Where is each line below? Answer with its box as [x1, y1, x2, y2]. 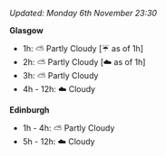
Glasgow [9, 25, 44, 35]
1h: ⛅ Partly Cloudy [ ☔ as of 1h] [22, 43, 143, 53]
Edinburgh [9, 105, 50, 115]
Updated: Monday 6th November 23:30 [9, 8, 157, 18]
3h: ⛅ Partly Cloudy [22, 70, 99, 80]
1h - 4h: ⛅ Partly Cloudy [22, 123, 115, 133]
